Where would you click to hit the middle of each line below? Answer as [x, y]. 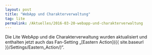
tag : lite [15, 18]
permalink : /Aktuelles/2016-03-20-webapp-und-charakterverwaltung [74, 23]
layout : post [18, 9]
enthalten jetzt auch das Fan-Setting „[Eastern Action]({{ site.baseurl [75, 42]
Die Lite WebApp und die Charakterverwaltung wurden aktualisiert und [76, 37]
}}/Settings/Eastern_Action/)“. [35, 47]
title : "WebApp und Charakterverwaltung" [48, 14]
